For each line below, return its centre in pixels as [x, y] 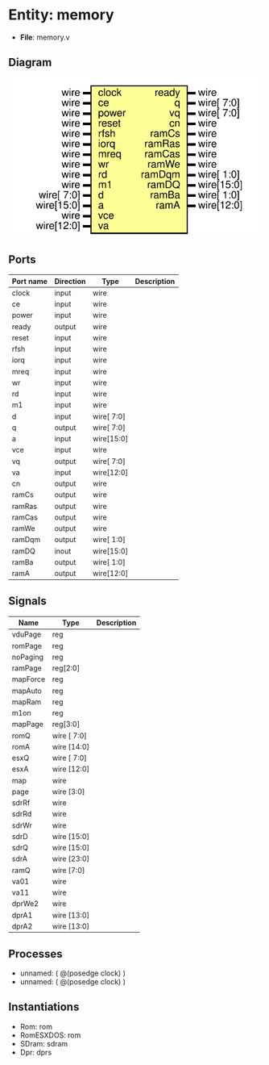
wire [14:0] [71, 746]
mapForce [29, 679]
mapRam [27, 702]
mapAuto [27, 691]
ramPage [27, 668]
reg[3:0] [66, 725]
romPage [27, 645]
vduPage [27, 634]
